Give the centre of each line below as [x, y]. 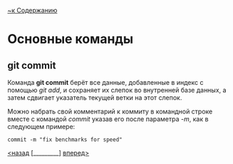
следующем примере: [41, 127]
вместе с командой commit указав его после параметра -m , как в [108, 119]
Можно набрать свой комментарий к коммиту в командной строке [110, 111]
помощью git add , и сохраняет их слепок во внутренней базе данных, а [117, 90]
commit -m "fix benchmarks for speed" [65, 140]
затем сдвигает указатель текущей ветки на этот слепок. [95, 98]
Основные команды [71, 39]
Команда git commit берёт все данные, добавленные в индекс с [105, 82]
